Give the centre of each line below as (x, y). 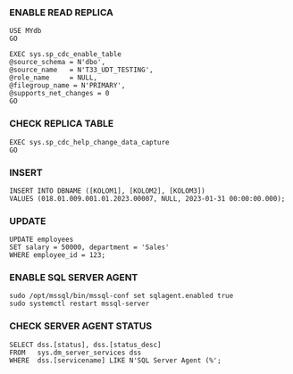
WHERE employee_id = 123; (57, 255)
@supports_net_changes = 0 (59, 94)
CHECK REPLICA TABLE (62, 124)
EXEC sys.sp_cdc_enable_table (66, 54)
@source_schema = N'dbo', (57, 62)
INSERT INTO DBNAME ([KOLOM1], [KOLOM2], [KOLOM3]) (107, 191)
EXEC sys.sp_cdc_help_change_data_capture (89, 142)
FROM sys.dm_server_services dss (75, 353)
